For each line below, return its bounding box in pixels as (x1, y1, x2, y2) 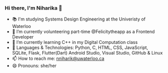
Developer (12, 34, 34, 40)
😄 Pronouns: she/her (12, 62, 57, 69)
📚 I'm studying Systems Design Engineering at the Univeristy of (12, 16, 146, 22)
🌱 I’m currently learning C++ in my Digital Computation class (12, 39, 138, 45)
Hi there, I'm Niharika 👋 (5, 4, 63, 11)
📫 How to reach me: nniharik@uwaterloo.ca (12, 55, 104, 61)
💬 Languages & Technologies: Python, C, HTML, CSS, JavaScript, (12, 44, 148, 50)
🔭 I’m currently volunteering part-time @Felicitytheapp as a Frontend (12, 28, 155, 34)
